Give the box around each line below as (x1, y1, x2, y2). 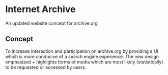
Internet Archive (5, 4, 76, 15)
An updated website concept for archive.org (5, 20, 98, 26)
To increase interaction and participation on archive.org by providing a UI (5, 48, 159, 54)
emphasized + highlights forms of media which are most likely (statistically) (5, 59, 163, 65)
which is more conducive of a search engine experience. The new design (5, 53, 159, 59)
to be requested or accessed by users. (5, 64, 87, 70)
